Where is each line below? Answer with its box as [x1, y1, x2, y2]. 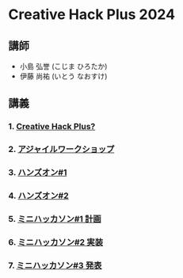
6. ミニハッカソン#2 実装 [8, 236, 104, 247]
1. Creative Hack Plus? [8, 121, 96, 132]
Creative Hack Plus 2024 [8, 6, 176, 24]
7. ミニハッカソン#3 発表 [8, 260, 102, 271]
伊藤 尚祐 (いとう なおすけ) [19, 71, 108, 81]
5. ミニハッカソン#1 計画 [8, 214, 101, 224]
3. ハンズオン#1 [8, 167, 67, 178]
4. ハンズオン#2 [8, 190, 69, 201]
